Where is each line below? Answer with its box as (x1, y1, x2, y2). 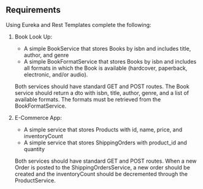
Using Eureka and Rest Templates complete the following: (6, 21, 151, 28)
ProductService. (14, 177, 56, 184)
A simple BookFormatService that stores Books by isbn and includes (23, 57, 197, 65)
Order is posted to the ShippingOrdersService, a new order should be (14, 163, 191, 171)
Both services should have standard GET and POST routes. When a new (14, 157, 197, 165)
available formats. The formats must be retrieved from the (14, 95, 161, 103)
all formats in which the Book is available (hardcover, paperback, (23, 64, 188, 72)
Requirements (6, 5, 61, 15)
